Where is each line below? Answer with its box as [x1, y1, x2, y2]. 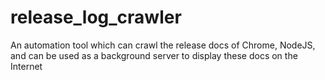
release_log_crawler [10, 6, 182, 29]
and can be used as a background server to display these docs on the [10, 49, 298, 61]
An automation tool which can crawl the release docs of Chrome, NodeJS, [10, 39, 316, 51]
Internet [10, 60, 43, 72]
